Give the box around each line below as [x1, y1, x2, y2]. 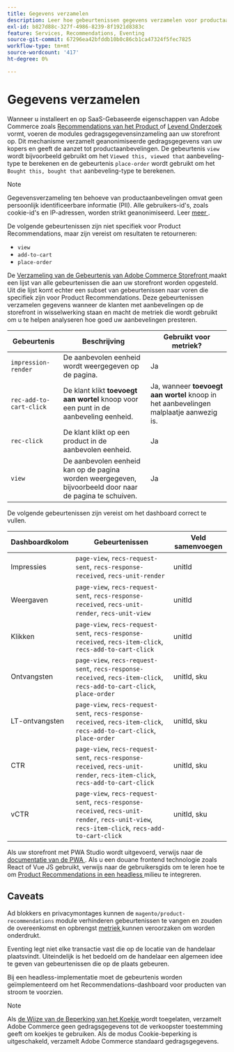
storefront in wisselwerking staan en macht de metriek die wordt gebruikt [7, 308, 218, 316]
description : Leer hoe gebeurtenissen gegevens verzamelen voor [7, 17, 198, 24]
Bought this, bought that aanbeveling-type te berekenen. [7, 167, 176, 175]
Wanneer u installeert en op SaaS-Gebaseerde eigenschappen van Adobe [7, 114, 219, 123]
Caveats [7, 890, 44, 902]
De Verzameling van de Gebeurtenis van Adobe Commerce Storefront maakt [7, 271, 227, 279]
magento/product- [135, 910, 186, 917]
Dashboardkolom [10, 537, 69, 547]
